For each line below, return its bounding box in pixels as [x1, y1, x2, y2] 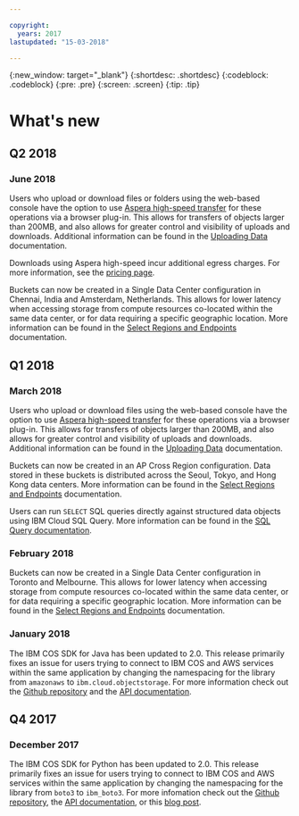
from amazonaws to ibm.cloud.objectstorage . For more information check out [9, 676, 289, 687]
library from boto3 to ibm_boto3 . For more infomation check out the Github [9, 787, 279, 798]
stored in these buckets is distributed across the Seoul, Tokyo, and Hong [9, 470, 277, 480]
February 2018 [9, 546, 74, 559]
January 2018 [9, 628, 71, 640]
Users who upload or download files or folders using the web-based [9, 193, 261, 204]
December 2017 [9, 738, 79, 751]
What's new [9, 111, 101, 130]
